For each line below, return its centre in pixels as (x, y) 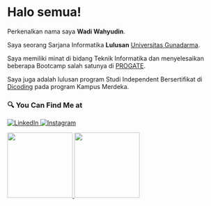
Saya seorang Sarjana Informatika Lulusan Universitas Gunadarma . (104, 45)
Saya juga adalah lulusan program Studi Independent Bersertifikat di (105, 79)
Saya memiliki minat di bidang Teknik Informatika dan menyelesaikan (105, 58)
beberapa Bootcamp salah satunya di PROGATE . (77, 65)
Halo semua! (44, 12)
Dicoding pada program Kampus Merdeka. (68, 86)
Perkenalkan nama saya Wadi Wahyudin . (66, 31)
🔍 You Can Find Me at (45, 105)
